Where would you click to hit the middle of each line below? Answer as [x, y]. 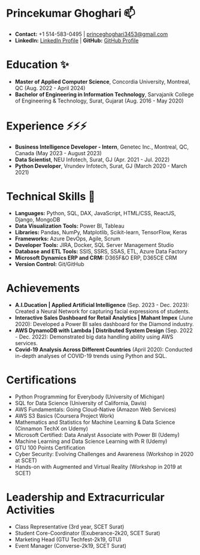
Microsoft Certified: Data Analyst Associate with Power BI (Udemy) [97, 435]
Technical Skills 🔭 [51, 197]
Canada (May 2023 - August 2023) [58, 153]
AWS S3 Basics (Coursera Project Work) [65, 415]
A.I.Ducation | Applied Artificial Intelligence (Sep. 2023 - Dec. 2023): [102, 304]
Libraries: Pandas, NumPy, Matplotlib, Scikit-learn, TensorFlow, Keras [101, 232]
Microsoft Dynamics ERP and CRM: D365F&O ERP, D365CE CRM [96, 258]
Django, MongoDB [37, 219]
